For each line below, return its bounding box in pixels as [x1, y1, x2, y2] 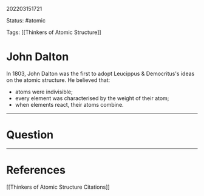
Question [6, 128, 53, 142]
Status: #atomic [6, 17, 46, 24]
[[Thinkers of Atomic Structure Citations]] [6, 183, 110, 191]
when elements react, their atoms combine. [15, 101, 124, 108]
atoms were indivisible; [15, 88, 73, 95]
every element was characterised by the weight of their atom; [15, 94, 169, 102]
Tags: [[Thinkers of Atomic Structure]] [6, 29, 101, 36]
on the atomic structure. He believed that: [6, 76, 110, 84]
